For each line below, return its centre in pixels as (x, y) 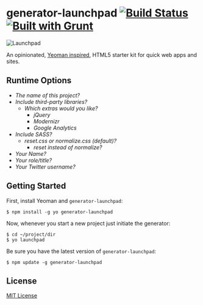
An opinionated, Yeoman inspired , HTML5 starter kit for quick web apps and (101, 54)
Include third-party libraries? (51, 101)
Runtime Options (39, 80)
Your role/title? (34, 160)
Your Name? (31, 153)
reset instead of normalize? (68, 147)
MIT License (22, 296)
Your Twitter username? (45, 167)
